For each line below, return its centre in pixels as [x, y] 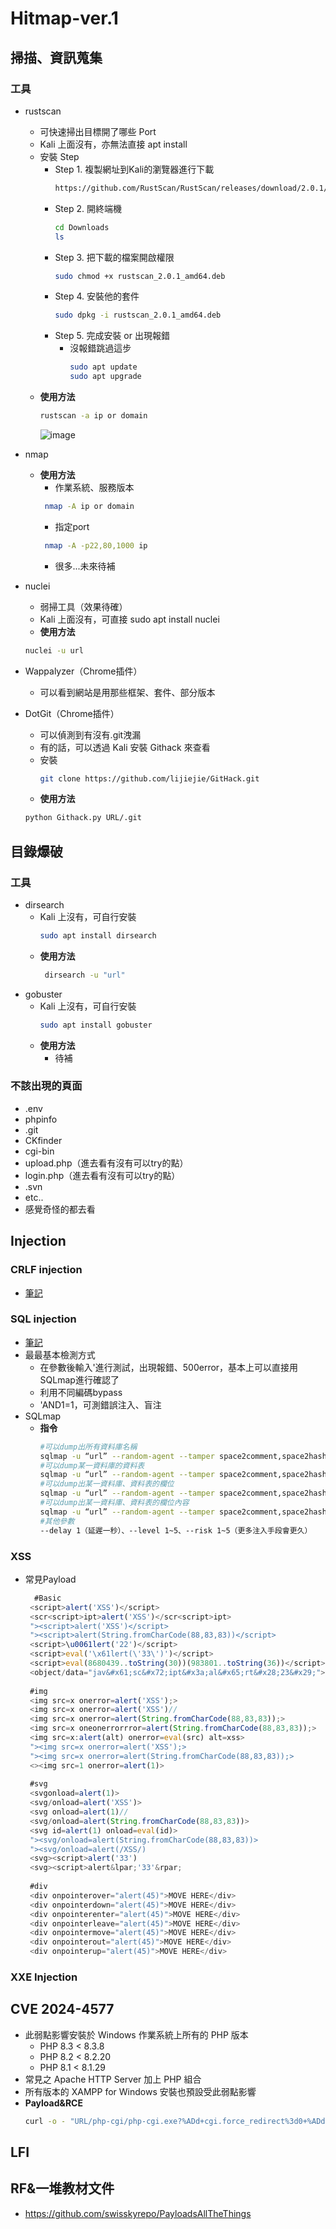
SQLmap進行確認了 [79, 1379]
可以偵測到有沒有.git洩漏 [90, 734]
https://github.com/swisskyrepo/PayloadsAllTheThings [138, 2213]
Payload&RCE [53, 2103]
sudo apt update [103, 367]
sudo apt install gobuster [96, 1025]
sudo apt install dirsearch [98, 935]
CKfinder [43, 1140]
